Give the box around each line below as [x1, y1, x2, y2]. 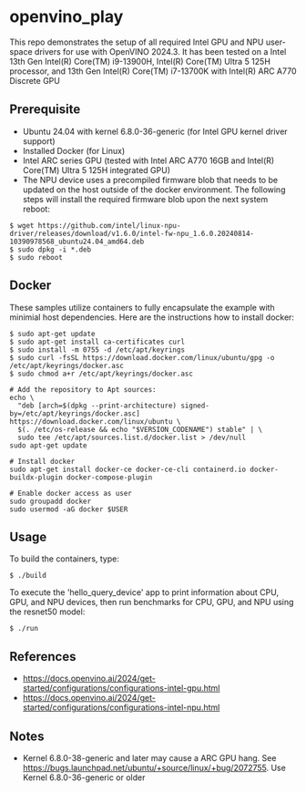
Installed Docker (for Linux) [22, 145, 126, 156]
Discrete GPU [9, 75, 61, 86]
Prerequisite [9, 102, 81, 118]
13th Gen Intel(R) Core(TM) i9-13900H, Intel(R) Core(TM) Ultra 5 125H [9, 56, 271, 67]
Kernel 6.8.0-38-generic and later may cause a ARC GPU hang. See [22, 753, 277, 763]
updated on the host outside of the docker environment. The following [22, 184, 286, 195]
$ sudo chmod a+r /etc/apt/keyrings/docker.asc [9, 369, 194, 378]
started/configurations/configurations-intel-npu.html [22, 702, 220, 713]
